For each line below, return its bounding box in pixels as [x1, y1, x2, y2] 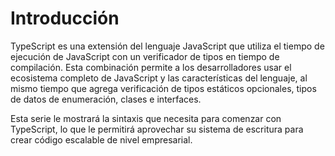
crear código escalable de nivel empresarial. [10, 133, 193, 146]
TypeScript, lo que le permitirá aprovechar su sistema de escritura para [10, 123, 304, 135]
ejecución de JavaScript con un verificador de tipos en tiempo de [10, 50, 280, 62]
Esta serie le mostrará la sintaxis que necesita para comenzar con [10, 112, 282, 124]
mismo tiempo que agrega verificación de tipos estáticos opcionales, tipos [10, 82, 317, 94]
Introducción [10, 7, 120, 30]
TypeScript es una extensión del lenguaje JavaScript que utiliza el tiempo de [10, 40, 325, 52]
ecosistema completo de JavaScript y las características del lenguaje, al [10, 72, 308, 84]
